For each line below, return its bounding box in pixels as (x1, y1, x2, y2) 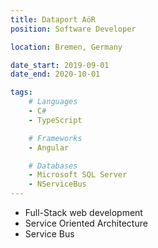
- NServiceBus (28, 179, 87, 190)
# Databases (28, 161, 78, 171)
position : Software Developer (10, 24, 137, 34)
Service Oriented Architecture (24, 217, 148, 229)
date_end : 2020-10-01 (10, 69, 101, 80)
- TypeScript (28, 115, 83, 125)
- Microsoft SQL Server (28, 170, 128, 180)
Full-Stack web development (24, 207, 143, 218)
